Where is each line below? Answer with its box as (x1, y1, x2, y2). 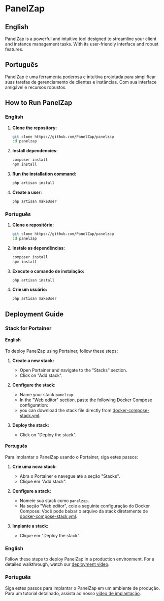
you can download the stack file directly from (19, 407, 112, 413)
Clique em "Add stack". (19, 478, 67, 485)
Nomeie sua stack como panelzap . (19, 498, 89, 504)
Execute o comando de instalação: (12, 268, 85, 274)
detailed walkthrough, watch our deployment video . (5, 561, 110, 567)
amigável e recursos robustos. (5, 84, 66, 90)
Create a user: (12, 189, 42, 195)
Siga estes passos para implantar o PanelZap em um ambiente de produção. (5, 585, 160, 591)
